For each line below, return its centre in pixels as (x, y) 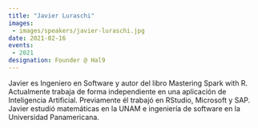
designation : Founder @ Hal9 (57, 61)
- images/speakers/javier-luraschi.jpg (79, 30)
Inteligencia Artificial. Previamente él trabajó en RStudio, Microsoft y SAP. (129, 100)
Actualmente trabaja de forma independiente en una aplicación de (117, 91)
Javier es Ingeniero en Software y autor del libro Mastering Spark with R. (128, 83)
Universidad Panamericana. (54, 117)
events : (21, 46)
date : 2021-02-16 (37, 38)
